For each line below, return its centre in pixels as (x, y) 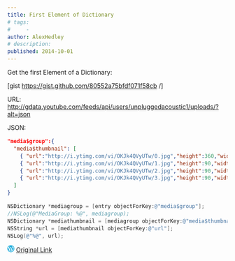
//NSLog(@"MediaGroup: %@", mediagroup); (69, 214)
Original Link (34, 250)
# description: (29, 44)
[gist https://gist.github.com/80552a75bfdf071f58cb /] (85, 86)
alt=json (19, 114)
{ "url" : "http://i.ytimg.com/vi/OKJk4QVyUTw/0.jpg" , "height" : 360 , (119, 156)
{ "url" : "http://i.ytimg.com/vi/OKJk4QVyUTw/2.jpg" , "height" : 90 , (117, 171)
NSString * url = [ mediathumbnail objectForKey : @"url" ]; (90, 228)
